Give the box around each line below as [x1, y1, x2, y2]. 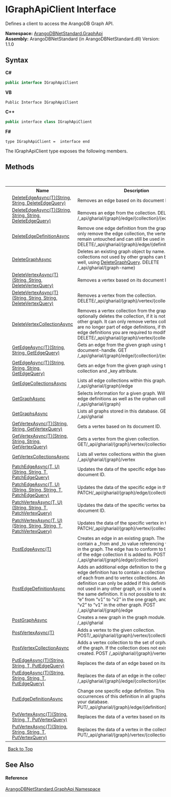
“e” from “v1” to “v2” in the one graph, [77, 597, 158, 603]
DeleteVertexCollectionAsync [12, 321, 73, 327]
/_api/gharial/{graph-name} [77, 264, 135, 271]
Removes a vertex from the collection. [77, 292, 157, 298]
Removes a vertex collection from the [77, 307, 155, 314]
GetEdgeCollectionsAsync [12, 380, 67, 386]
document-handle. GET [77, 347, 127, 353]
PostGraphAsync [12, 617, 47, 623]
